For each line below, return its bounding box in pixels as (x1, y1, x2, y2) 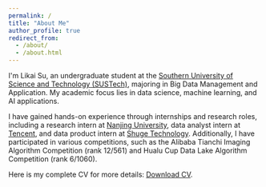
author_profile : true (8, 26, 81, 34)
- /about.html (15, 49, 62, 57)
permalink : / (8, 11, 52, 20)
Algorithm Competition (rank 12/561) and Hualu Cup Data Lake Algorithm (8, 145, 248, 155)
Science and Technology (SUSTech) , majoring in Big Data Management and (8, 79, 258, 89)
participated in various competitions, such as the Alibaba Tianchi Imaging (8, 137, 251, 146)
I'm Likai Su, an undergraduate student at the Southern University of (8, 71, 234, 80)
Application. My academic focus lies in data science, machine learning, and (8, 88, 258, 97)
